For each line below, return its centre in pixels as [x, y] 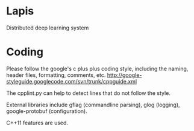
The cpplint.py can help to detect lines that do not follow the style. [88, 93]
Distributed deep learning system [48, 28]
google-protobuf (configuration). [47, 111]
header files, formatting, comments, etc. [56, 75]
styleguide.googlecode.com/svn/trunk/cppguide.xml [72, 81]
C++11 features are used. [37, 123]
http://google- [124, 75]
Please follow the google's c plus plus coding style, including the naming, [97, 69]
